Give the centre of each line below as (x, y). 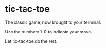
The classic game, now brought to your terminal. (53, 22)
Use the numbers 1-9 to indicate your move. (49, 32)
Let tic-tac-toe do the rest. (31, 41)
